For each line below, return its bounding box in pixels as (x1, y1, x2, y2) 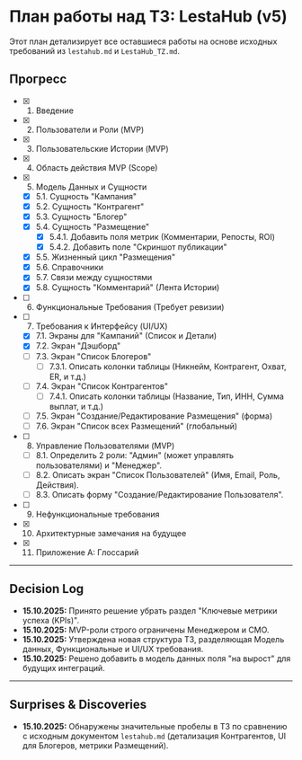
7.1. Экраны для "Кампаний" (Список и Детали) (35, 331, 218, 341)
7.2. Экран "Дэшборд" (35, 340, 121, 351)
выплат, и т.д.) (49, 401, 104, 411)
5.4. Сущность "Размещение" (35, 221, 150, 232)
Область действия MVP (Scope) (35, 162, 158, 172)
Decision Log (9, 581, 84, 597)
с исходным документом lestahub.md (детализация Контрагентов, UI (22, 730, 287, 741)
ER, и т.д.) (49, 371, 87, 382)
